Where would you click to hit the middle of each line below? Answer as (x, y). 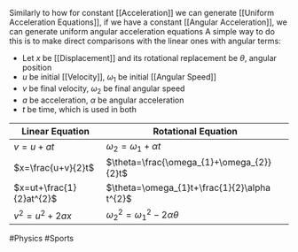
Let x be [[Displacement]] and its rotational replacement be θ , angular (149, 58)
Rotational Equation (195, 131)
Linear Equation (56, 131)
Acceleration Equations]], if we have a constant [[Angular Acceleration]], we (149, 22)
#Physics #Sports (41, 239)
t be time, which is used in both (79, 109)
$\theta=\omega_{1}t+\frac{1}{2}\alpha (188, 187)
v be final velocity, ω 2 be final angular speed (103, 89)
